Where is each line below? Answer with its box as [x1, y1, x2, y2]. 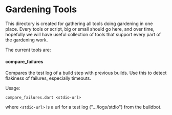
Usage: [5, 85, 20, 91]
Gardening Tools [5, 4, 77, 15]
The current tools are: [5, 47, 51, 53]
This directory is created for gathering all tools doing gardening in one [5, 20, 153, 27]
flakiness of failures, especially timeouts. [5, 75, 91, 81]
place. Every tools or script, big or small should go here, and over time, [5, 26, 155, 32]
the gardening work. [5, 37, 48, 43]
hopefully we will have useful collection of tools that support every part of [5, 31, 161, 37]
